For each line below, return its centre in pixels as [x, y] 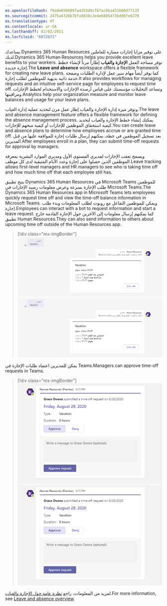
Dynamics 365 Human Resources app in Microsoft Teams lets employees [80, 192]
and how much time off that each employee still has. [59, 172]
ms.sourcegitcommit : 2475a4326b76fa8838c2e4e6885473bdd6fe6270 [72, 16]
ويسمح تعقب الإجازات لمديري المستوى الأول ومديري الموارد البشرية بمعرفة [75, 156]
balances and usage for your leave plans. [47, 99]
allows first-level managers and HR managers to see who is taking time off [82, 167]
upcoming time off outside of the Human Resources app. [63, 224]
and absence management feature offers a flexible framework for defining [81, 114]
